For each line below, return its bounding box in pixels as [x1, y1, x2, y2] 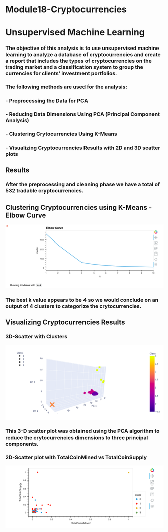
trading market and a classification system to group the [5, 64, 143, 71]
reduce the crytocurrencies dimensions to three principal [5, 433, 148, 441]
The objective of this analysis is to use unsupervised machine [5, 44, 159, 52]
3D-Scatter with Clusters [5, 333, 68, 341]
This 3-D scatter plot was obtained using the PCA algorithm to [5, 427, 160, 434]
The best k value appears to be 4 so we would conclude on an [5, 296, 159, 303]
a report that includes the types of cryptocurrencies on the [5, 57, 152, 64]
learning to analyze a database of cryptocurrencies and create [5, 51, 161, 58]
